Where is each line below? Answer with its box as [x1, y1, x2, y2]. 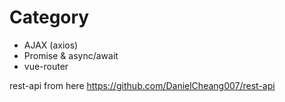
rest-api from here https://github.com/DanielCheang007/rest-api [9, 79, 276, 91]
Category [9, 6, 90, 29]
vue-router [23, 60, 69, 72]
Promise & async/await [23, 49, 119, 61]
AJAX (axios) [23, 39, 79, 51]
